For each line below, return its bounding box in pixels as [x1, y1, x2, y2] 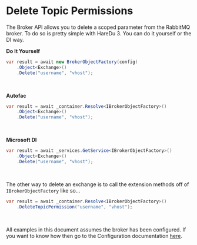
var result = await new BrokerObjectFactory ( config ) [6, 59, 138, 65]
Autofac [6, 92, 26, 99]
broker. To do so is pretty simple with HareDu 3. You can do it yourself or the [6, 29, 192, 37]
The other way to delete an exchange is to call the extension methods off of [6, 181, 189, 188]
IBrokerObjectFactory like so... [6, 187, 81, 194]
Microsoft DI [6, 137, 37, 144]
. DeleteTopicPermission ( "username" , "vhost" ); [16, 204, 133, 210]
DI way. [6, 36, 25, 43]
